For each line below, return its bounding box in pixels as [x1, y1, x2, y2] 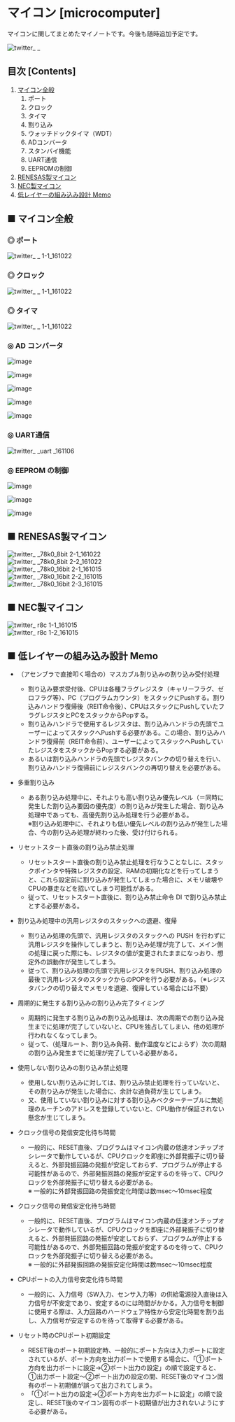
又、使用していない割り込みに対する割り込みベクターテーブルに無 [27, 1096, 218, 1104]
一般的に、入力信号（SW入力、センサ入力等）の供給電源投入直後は [27, 1290, 222, 1299]
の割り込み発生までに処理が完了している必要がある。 [27, 1049, 182, 1057]
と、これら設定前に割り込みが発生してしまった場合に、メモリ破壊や [27, 875, 224, 884]
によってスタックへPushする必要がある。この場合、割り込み [46, 728, 220, 737]
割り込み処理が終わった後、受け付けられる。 [52, 829, 182, 837]
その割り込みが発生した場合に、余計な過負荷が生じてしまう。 [27, 1087, 206, 1096]
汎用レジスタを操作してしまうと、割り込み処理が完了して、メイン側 [27, 941, 224, 949]
